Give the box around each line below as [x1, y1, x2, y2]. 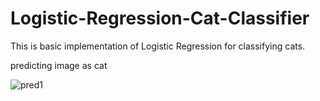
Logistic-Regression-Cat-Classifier [10, 7, 310, 30]
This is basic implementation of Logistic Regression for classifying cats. [10, 40, 306, 52]
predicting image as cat [10, 59, 108, 71]
